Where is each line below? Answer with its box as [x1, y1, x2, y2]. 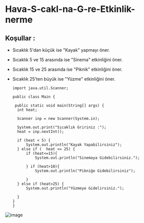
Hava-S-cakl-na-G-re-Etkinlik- [5, 3, 136, 15]
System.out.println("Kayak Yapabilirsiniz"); [25, 142, 122, 147]
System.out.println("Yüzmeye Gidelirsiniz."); [25, 186, 125, 191]
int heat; [17, 108, 37, 112]
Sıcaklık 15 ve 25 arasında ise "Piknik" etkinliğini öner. [12, 66, 123, 72]
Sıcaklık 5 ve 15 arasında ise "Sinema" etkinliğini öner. [12, 57, 123, 63]
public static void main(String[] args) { [14, 103, 105, 108]
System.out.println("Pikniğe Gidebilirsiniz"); [34, 168, 136, 173]
